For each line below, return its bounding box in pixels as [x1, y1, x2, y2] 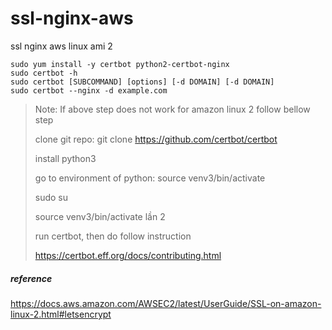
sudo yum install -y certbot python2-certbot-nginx [10, 59, 230, 69]
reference [10, 272, 53, 284]
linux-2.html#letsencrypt [10, 308, 112, 320]
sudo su [34, 191, 69, 203]
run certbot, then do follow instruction [34, 230, 192, 242]
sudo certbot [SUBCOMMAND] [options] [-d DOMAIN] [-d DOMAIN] [10, 77, 275, 87]
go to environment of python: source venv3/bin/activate [34, 172, 266, 184]
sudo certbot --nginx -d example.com [10, 85, 168, 96]
